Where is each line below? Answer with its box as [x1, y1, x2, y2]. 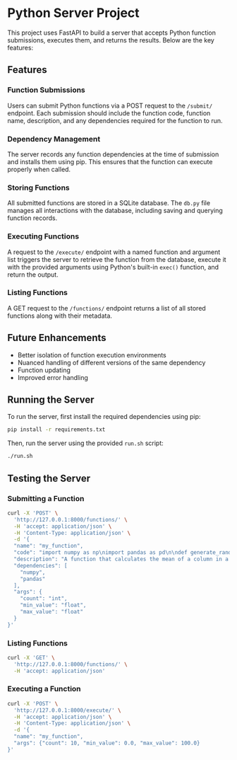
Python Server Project [7, 5, 140, 21]
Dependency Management [7, 134, 101, 144]
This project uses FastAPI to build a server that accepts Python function [7, 28, 217, 37]
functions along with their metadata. [7, 311, 113, 320]
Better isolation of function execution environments [17, 350, 167, 359]
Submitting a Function [7, 493, 85, 503]
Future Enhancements [7, 332, 107, 344]
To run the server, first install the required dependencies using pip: [7, 413, 201, 421]
